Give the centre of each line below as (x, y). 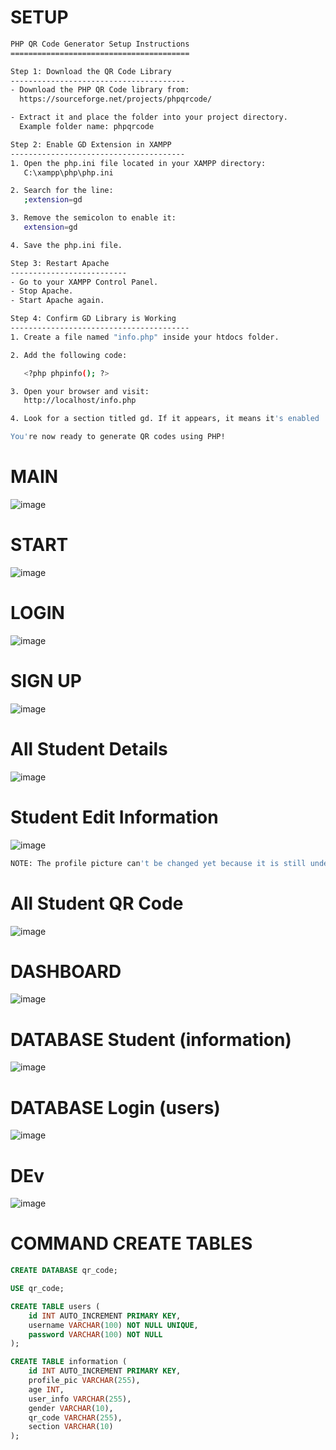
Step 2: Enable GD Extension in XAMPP (91, 144)
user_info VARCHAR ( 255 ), (80, 1399)
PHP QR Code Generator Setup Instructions (100, 44)
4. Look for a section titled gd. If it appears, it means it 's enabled (165, 419)
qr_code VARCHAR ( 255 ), (75, 1417)
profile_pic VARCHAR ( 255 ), (84, 1381)
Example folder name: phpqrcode (87, 127)
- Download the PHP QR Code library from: (100, 90)
